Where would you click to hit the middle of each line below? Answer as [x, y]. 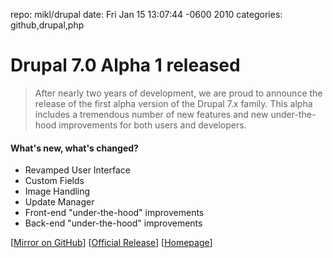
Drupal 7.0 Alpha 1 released [125, 65]
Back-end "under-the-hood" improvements [113, 223]
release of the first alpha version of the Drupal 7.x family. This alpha [173, 103]
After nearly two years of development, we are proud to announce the [178, 93]
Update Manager [59, 202]
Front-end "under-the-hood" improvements [114, 213]
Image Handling [57, 191]
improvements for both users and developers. [152, 125]
